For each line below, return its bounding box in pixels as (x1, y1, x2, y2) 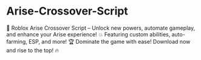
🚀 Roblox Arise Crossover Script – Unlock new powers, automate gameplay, (6, 24, 196, 32)
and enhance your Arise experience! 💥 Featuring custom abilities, (6, 30, 171, 38)
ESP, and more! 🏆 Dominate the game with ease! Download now (28, 38, 191, 45)
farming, (6, 38, 27, 45)
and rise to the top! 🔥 (6, 47, 60, 54)
